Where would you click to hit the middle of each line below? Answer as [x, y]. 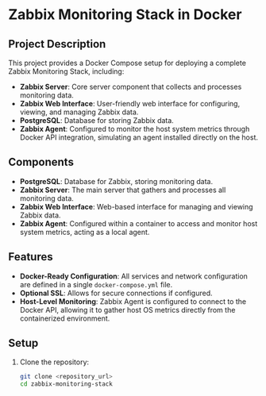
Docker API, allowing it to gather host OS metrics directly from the [127, 309]
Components [41, 162]
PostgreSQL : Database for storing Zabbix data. [97, 120]
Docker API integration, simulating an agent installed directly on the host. [139, 137]
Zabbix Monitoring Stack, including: [66, 71]
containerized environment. [65, 318]
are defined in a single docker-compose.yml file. [96, 284]
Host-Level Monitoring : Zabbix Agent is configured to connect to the [133, 301]
